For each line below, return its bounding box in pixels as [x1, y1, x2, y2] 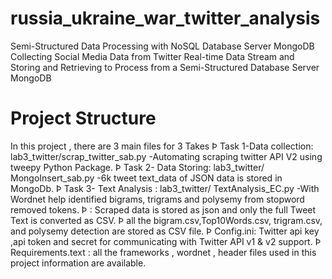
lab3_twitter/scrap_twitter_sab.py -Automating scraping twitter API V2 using [10, 150, 323, 162]
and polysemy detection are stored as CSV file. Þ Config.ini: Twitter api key [10, 225, 320, 237]
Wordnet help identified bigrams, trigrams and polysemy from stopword [10, 193, 305, 205]
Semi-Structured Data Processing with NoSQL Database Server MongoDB [10, 40, 315, 52]
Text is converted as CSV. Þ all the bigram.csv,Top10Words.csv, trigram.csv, [10, 214, 323, 226]
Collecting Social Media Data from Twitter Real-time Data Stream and [10, 50, 295, 62]
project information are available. [10, 257, 147, 269]
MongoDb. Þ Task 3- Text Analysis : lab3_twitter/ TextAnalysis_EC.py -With [10, 182, 320, 194]
